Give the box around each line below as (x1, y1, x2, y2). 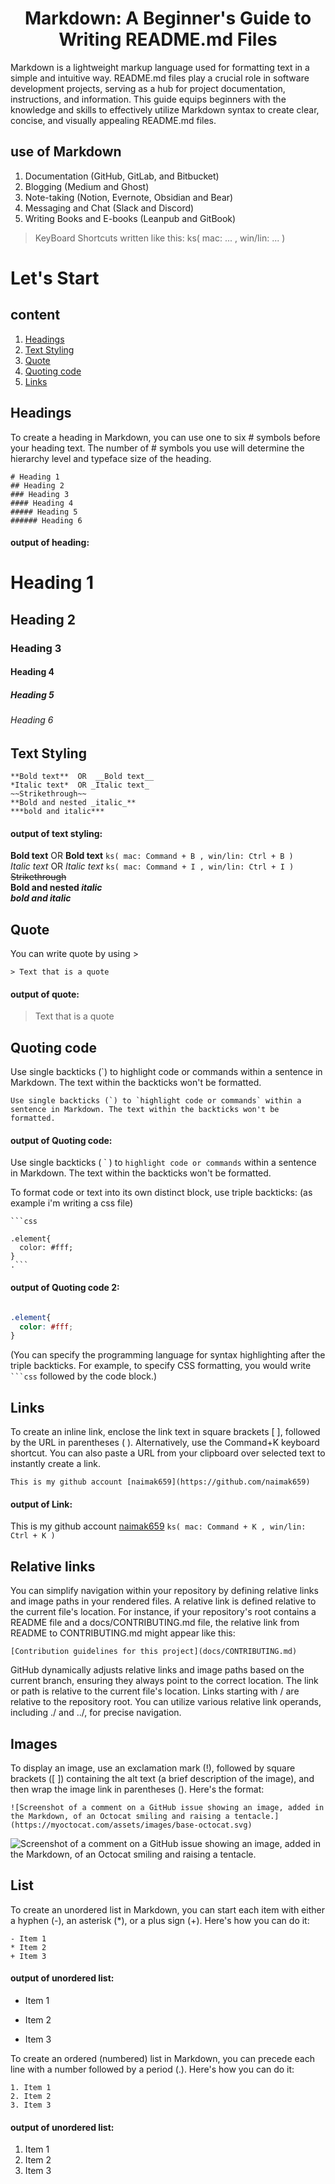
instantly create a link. (10, 1458, 101, 1470)
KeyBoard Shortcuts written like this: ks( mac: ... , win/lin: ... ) (34, 232, 286, 244)
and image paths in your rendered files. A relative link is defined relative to (10, 1595, 317, 1607)
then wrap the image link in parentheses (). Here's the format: (10, 1783, 265, 1795)
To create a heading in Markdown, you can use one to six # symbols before (10, 431, 321, 443)
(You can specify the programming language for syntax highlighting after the (10, 1349, 326, 1361)
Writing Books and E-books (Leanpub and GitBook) (24, 212, 237, 224)
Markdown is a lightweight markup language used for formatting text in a (10, 61, 310, 73)
